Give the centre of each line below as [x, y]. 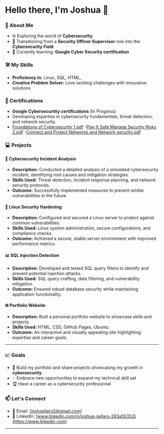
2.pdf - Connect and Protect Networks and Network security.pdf [76, 132]
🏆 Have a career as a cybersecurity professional [61, 384]
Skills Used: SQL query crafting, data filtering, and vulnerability [76, 279]
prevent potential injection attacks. [47, 273]
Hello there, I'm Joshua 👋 [57, 10]
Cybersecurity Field [33, 47]
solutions [21, 88]
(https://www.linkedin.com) [40, 422]
